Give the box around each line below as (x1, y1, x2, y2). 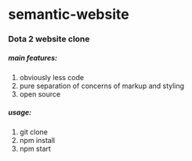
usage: (8, 108, 32, 117)
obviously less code (19, 73, 85, 82)
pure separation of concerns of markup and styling (19, 81, 185, 91)
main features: (8, 53, 57, 62)
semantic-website (8, 5, 129, 24)
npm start (19, 144, 51, 154)
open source (19, 90, 61, 99)
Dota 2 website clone (8, 34, 90, 45)
